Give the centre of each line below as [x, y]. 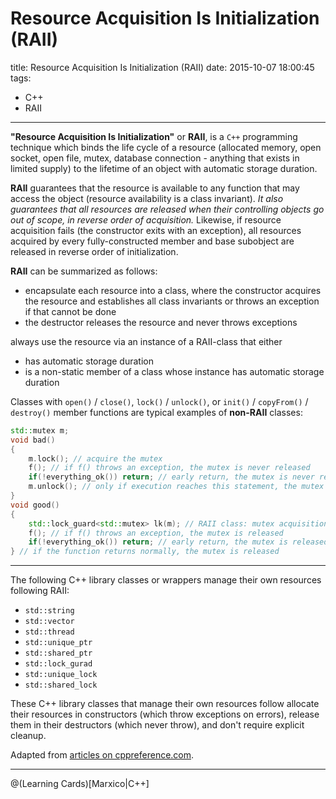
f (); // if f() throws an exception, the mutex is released [156, 533]
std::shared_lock [61, 685]
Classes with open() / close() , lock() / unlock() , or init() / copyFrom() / [159, 401]
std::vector [49, 622]
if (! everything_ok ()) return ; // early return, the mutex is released [178, 542]
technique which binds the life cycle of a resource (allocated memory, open [166, 147]
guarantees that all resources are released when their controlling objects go [167, 209]
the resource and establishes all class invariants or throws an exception [172, 301]
